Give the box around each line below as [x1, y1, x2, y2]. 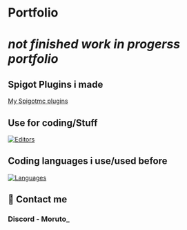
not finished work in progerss [8, 37, 181, 52]
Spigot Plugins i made [8, 78, 104, 90]
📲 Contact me [8, 193, 68, 205]
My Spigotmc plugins [8, 97, 68, 105]
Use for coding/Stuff [8, 117, 98, 128]
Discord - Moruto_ [8, 214, 70, 224]
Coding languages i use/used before [8, 155, 168, 167]
